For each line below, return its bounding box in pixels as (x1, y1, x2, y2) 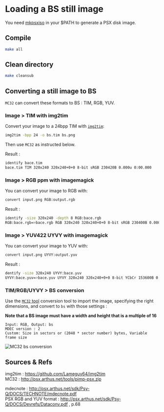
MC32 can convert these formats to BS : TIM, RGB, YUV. (5, 100, 115, 106)
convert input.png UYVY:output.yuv (5, 252, 78, 258)
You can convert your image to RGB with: (5, 188, 88, 194)
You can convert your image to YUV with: (5, 243, 88, 249)
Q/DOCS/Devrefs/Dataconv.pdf (5, 401, 68, 407)
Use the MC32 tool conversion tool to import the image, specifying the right (5, 298, 154, 304)
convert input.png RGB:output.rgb (5, 197, 76, 202)
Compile (5, 34, 31, 42)
